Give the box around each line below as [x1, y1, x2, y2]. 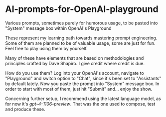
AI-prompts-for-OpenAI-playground [5, 3, 159, 15]
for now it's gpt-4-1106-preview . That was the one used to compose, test [5, 101, 156, 107]
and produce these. [5, 106, 46, 112]
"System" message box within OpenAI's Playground [5, 25, 112, 31]
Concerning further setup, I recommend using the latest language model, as [5, 96, 161, 102]
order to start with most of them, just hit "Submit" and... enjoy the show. [5, 86, 153, 92]
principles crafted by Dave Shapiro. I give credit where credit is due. [5, 60, 145, 66]
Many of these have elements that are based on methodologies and [5, 55, 144, 61]
